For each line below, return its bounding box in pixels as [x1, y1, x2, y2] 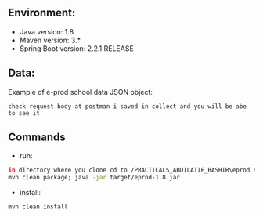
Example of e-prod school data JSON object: [8, 87, 153, 96]
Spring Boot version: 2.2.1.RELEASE [19, 43, 135, 53]
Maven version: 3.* [19, 35, 81, 45]
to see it [8, 109, 41, 117]
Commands [8, 131, 67, 144]
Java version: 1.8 [19, 27, 74, 36]
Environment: [8, 6, 76, 20]
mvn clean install [8, 203, 68, 211]
